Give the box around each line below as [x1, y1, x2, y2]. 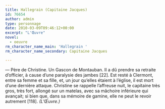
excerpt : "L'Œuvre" [5, 30, 46, 35]
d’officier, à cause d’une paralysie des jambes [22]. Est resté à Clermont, [5, 72, 154, 78]
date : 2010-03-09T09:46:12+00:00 [5, 26, 74, 31]
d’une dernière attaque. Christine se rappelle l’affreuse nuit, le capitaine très [5, 82, 160, 88]
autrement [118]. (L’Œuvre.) [5, 98, 60, 104]
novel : [5, 35, 19, 40]
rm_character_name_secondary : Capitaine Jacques [5, 49, 108, 54]
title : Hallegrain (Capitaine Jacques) [5, 7, 88, 12]
